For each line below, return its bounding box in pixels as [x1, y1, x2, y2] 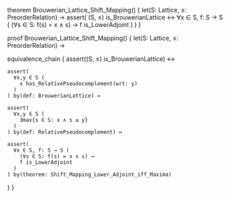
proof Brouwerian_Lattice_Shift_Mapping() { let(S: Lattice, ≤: [7, 34, 179, 42]
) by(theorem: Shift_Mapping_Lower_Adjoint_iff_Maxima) [7, 171, 172, 178]
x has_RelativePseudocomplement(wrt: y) [19, 80, 138, 87]
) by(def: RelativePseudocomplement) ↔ [7, 129, 123, 136]
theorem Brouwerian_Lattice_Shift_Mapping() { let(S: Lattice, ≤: [7, 6, 187, 14]
